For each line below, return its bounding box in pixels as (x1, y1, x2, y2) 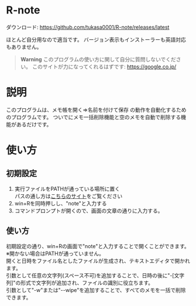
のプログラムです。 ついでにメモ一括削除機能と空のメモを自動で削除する (6, 114, 181, 121)
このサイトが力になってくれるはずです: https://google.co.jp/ (32, 63, 177, 70)
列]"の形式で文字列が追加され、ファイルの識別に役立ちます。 (6, 279, 154, 286)
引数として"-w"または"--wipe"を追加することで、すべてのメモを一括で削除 (6, 286, 186, 293)
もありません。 (6, 43, 42, 50)
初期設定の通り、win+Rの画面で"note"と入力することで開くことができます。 (6, 242, 190, 249)
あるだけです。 (16, 121, 52, 128)
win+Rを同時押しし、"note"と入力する (14, 200, 107, 207)
